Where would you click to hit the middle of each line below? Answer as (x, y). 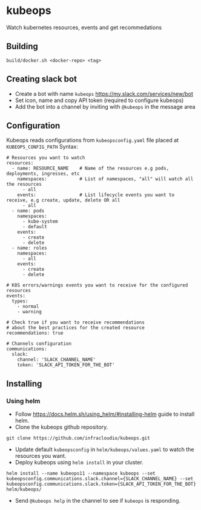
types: (20, 301)
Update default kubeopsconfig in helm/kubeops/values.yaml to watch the (104, 449)
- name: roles (29, 248)
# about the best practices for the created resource (76, 328)
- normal (28, 307)
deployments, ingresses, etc (43, 174)
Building (22, 46)
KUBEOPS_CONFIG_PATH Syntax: (42, 147)
